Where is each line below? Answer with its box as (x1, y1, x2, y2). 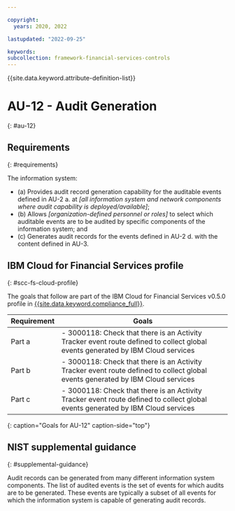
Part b (10, 365, 31, 375)
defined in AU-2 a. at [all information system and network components (17, 195, 222, 203)
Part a (10, 337, 30, 346)
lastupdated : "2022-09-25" (7, 36, 86, 43)
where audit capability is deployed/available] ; (17, 202, 150, 211)
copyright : (7, 16, 39, 23)
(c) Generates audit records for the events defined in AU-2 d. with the (17, 232, 218, 240)
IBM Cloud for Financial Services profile (7, 260, 184, 272)
